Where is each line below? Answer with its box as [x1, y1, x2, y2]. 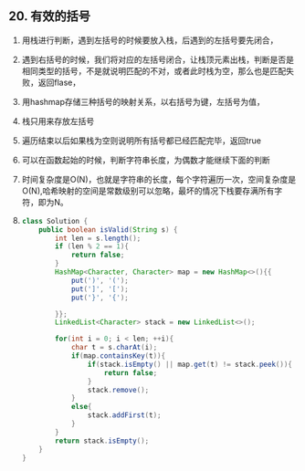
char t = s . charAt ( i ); [70, 343, 158, 352]
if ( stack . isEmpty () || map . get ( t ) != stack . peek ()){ [87, 360, 293, 369]
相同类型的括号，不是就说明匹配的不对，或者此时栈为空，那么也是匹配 [21, 65, 287, 76]
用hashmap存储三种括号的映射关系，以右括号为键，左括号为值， [21, 96, 266, 107]
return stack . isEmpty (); [55, 436, 150, 445]
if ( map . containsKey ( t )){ [70, 351, 166, 361]
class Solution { [21, 216, 89, 225]
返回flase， [37, 77, 81, 88]
